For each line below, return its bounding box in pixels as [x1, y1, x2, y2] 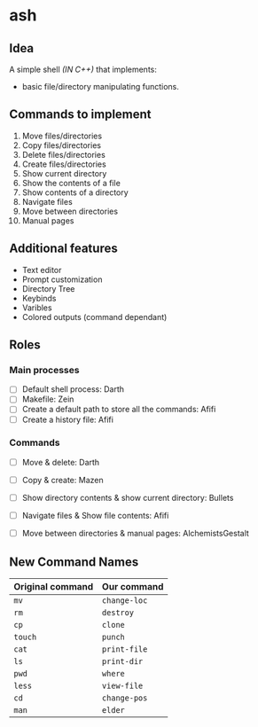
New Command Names [9, 554, 139, 569]
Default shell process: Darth [21, 384, 125, 395]
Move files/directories [21, 130, 103, 141]
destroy [101, 607, 135, 617]
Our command [101, 580, 164, 592]
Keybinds [21, 293, 57, 303]
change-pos [101, 692, 148, 703]
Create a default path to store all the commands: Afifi [21, 404, 216, 415]
